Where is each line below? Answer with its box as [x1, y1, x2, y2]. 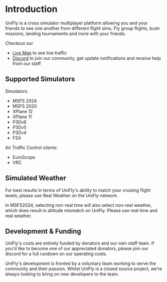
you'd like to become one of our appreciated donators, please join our [5, 246, 149, 252]
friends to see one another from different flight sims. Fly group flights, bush [5, 25, 160, 31]
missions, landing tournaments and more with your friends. [5, 30, 126, 36]
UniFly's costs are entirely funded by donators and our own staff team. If [5, 240, 155, 246]
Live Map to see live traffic [12, 50, 67, 56]
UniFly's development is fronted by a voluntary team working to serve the [5, 261, 156, 267]
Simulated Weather [5, 174, 66, 182]
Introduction [5, 3, 58, 15]
